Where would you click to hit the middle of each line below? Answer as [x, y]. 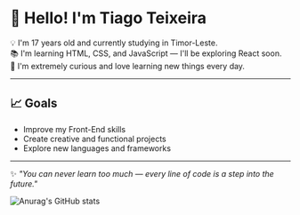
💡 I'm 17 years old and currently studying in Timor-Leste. [114, 43]
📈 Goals [34, 104]
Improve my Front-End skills [74, 129]
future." [24, 183]
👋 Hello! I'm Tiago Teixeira [109, 18]
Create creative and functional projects [95, 139]
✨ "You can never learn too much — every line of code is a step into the [142, 173]
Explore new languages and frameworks [97, 148]
